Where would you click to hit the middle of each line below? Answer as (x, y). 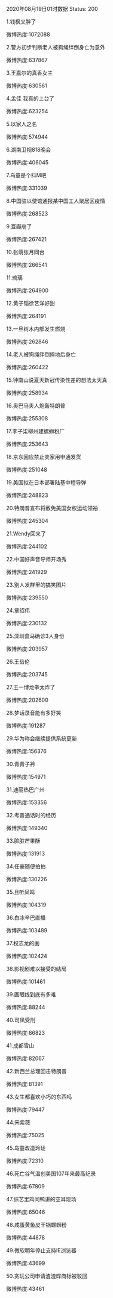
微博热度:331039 (27, 188)
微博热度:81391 (25, 1084)
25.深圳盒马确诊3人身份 (35, 636)
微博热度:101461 (26, 981)
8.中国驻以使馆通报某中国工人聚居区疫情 (56, 201)
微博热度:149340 (27, 828)
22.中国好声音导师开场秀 (36, 559)
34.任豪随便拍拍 (26, 866)
